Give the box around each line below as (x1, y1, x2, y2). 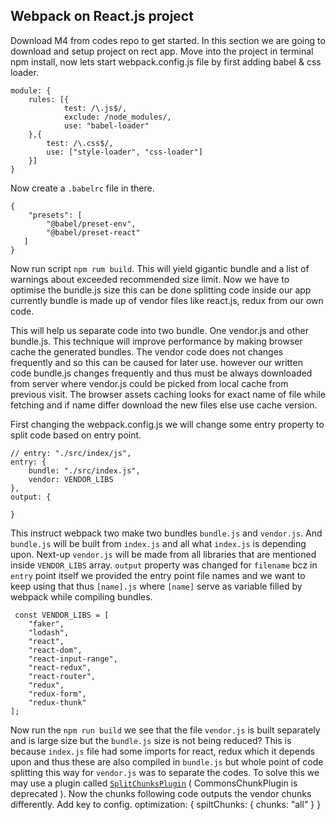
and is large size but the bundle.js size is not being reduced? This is (10, 734, 292, 746)
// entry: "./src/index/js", (10, 448, 132, 458)
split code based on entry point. (10, 429, 142, 441)
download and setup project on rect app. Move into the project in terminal (10, 45, 314, 57)
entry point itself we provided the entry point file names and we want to (10, 569, 306, 581)
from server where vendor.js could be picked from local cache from (10, 377, 289, 389)
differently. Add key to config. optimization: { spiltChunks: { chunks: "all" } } (10, 798, 322, 810)
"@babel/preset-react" (46, 227, 141, 238)
